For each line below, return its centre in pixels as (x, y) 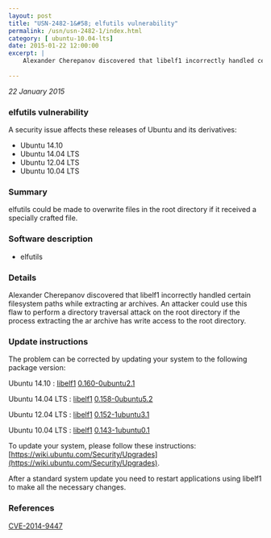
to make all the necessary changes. (67, 487)
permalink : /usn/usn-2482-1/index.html (75, 31)
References (31, 508)
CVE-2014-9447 (35, 526)
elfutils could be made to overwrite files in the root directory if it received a (132, 210)
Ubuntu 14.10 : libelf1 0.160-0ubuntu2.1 (72, 383)
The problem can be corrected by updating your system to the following (128, 359)
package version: (37, 368)
